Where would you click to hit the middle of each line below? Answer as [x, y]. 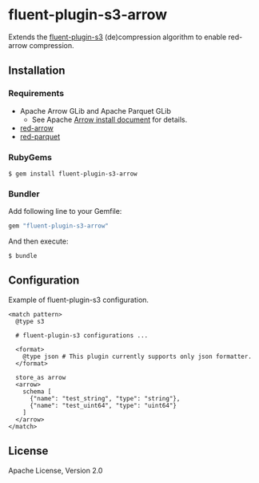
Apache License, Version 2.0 [56, 470]
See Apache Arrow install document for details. [110, 119]
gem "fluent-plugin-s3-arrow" [59, 226]
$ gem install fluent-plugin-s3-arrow [73, 174]
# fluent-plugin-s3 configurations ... [82, 335]
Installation [37, 71]
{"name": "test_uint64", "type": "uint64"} [103, 405]
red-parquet [40, 136]
